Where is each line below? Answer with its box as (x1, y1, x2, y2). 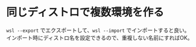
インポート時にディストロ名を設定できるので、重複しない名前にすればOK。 (6, 34, 193, 41)
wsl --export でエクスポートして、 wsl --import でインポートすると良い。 (6, 27, 190, 34)
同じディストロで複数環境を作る (6, 5, 165, 19)
